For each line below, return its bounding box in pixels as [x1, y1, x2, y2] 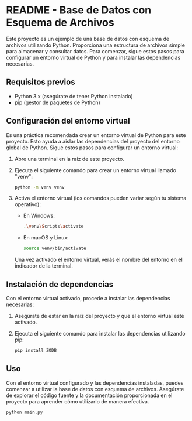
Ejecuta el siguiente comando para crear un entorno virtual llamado [14, 166, 177, 173]
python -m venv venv [14, 184, 65, 190]
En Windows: [23, 212, 55, 220]
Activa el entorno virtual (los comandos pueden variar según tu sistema [14, 194, 187, 202]
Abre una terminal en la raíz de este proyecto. [14, 155, 124, 162]
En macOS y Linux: [23, 234, 69, 241]
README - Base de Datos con [6, 4, 152, 17]
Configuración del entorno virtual [6, 116, 130, 126]
